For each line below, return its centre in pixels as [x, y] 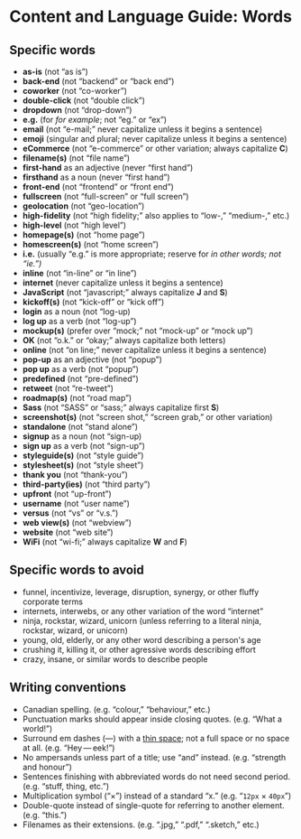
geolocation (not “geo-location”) [83, 206]
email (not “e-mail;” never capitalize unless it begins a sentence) [142, 129]
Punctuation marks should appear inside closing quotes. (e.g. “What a [152, 719]
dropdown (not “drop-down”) [77, 110]
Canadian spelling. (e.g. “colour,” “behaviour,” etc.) [116, 709]
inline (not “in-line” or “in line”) [79, 273]
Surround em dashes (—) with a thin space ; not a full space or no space [156, 738]
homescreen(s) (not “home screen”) [91, 244]
